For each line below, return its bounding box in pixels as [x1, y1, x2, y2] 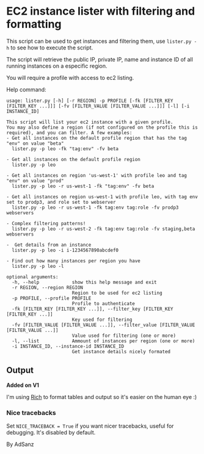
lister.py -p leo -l [12, 263, 64, 269]
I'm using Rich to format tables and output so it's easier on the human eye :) [6, 393, 197, 400]
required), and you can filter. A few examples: [6, 129, 133, 135]
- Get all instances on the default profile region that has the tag [6, 135, 188, 141]
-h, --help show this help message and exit [12, 279, 157, 285]
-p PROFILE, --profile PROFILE [12, 295, 92, 301]
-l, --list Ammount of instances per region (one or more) [12, 337, 195, 344]
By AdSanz [6, 441, 35, 448]
